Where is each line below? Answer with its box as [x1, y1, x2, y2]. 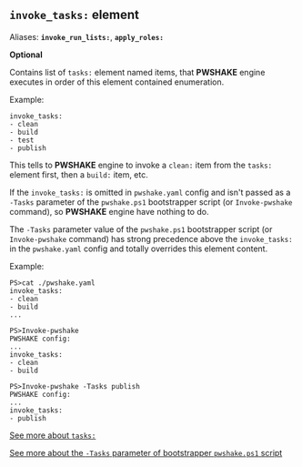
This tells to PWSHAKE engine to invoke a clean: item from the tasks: [9, 159, 273, 170]
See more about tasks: [9, 430, 96, 441]
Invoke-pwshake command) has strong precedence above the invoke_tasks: [9, 233, 293, 244]
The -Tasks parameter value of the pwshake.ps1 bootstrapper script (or [9, 223, 273, 235]
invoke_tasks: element [9, 7, 139, 23]
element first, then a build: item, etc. [9, 168, 148, 180]
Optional [9, 49, 43, 60]
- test [9, 136, 35, 145]
